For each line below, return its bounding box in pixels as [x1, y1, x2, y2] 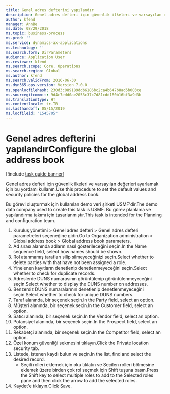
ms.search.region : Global [6, 69, 60, 74]
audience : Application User [6, 54, 65, 60]
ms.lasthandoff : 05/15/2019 [6, 106, 65, 111]
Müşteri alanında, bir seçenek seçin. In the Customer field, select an [13, 302, 153, 309]
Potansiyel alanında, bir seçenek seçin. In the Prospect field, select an [13, 318, 157, 324]
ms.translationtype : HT [6, 97, 56, 102]
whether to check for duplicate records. [13, 270, 96, 276]
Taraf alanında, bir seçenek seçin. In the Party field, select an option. [13, 297, 155, 303]
